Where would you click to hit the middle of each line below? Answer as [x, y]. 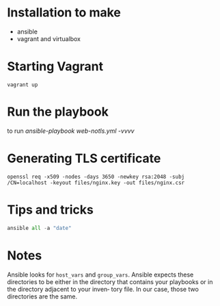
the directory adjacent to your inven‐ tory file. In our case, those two [103, 289]
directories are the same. [42, 296]
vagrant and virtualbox [49, 38]
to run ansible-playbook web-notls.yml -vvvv [71, 131]
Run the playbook [58, 112]
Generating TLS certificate [84, 158]
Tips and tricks [50, 209]
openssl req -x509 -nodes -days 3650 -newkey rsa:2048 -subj [96, 177]
